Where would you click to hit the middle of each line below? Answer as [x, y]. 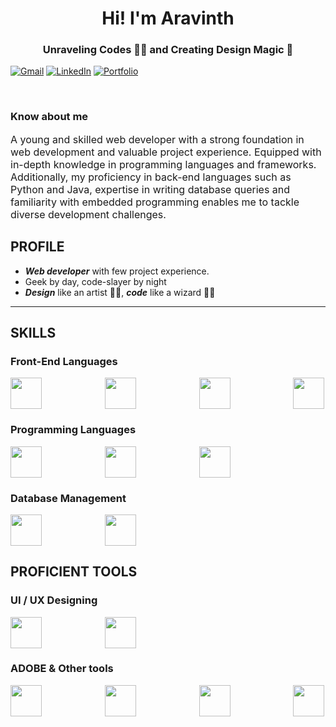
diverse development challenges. [88, 214]
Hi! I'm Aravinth [168, 18]
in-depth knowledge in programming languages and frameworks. [163, 164]
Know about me [49, 117]
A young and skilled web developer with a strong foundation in [157, 139]
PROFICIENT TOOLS [74, 572]
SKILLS [33, 332]
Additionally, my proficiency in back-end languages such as [151, 177]
